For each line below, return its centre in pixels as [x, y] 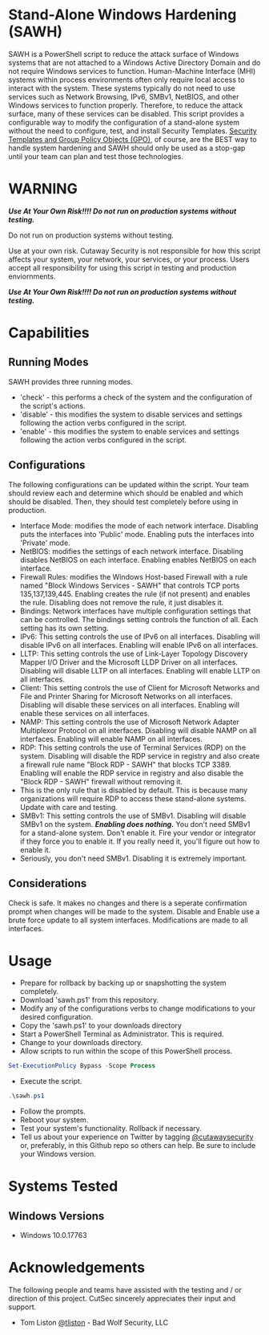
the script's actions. [52, 405]
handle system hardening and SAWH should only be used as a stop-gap [127, 148]
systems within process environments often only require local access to [126, 79]
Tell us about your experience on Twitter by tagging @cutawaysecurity [137, 1137]
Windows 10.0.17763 [53, 1235]
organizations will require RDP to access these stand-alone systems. [133, 798]
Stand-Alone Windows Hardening [122, 15]
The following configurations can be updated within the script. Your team [129, 484]
